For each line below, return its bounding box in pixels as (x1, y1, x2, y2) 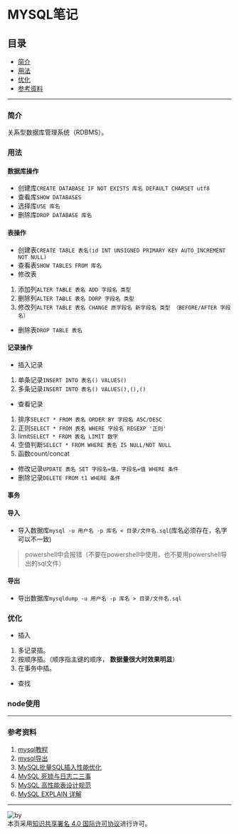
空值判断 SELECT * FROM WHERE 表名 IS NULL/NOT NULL (17, 440, 172, 448)
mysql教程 (17, 745, 48, 753)
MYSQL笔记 (7, 6, 78, 23)
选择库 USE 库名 (17, 201, 60, 211)
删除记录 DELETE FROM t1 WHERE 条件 (17, 473, 121, 482)
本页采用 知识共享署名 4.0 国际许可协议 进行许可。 (7, 819, 152, 828)
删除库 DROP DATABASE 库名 (17, 211, 92, 219)
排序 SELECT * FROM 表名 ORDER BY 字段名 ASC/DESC (17, 415, 162, 423)
